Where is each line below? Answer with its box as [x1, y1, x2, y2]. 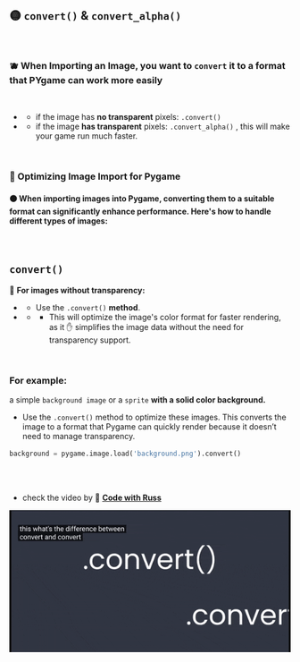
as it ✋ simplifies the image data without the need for [48, 322, 244, 333]
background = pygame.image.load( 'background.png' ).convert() [9, 449, 242, 459]
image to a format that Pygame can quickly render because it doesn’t [21, 421, 277, 432]
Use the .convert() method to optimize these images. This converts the [21, 412, 287, 423]
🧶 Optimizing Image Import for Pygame [9, 170, 181, 182]
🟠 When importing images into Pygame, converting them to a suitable [9, 192, 275, 204]
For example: [9, 374, 67, 386]
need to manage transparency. [21, 431, 136, 442]
